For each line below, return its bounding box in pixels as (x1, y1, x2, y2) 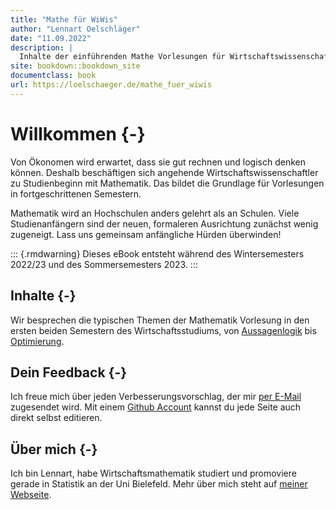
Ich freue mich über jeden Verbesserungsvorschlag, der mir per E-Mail (10, 391, 302, 403)
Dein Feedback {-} (10, 364, 128, 381)
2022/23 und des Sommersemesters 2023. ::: (10, 258, 198, 270)
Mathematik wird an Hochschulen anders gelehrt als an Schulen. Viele (10, 207, 300, 219)
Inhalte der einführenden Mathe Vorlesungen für (19, 52, 226, 62)
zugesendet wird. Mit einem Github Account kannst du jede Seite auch (10, 401, 302, 413)
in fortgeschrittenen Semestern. (10, 187, 142, 200)
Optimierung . (10, 335, 65, 347)
